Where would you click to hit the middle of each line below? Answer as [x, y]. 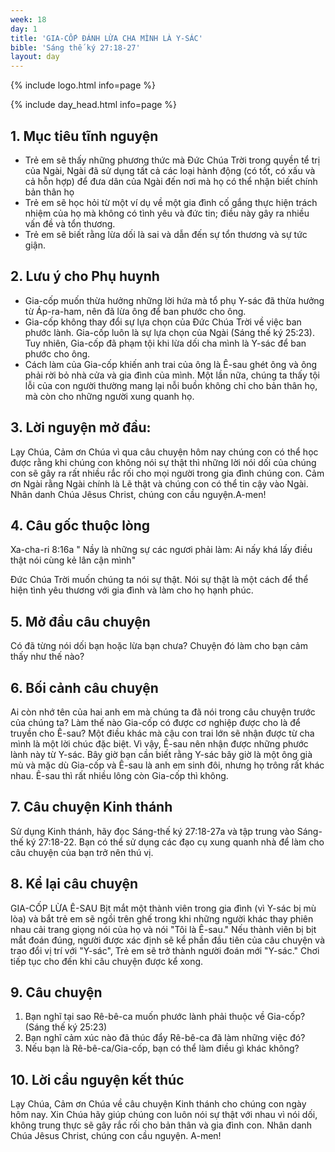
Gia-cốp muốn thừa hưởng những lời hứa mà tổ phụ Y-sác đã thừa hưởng [174, 300]
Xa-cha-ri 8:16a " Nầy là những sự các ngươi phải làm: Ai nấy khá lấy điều [161, 550]
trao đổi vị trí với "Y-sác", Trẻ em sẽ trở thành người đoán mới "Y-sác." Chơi [165, 950]
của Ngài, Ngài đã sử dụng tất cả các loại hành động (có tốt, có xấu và [170, 170]
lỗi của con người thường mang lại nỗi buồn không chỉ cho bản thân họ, [171, 385]
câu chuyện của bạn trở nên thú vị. [82, 852]
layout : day [35, 57]
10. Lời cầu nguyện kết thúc [97, 1079]
